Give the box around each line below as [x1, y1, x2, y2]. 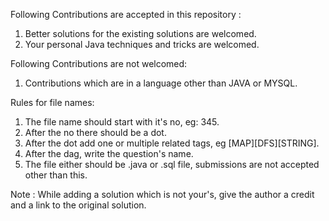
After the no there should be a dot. [24, 127, 167, 138]
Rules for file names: [10, 97, 95, 108]
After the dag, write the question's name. [24, 148, 194, 159]
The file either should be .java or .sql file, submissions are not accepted [24, 159, 320, 170]
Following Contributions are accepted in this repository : [10, 9, 242, 20]
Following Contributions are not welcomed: [10, 58, 188, 69]
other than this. [24, 169, 88, 181]
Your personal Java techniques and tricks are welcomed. [24, 39, 260, 50]
